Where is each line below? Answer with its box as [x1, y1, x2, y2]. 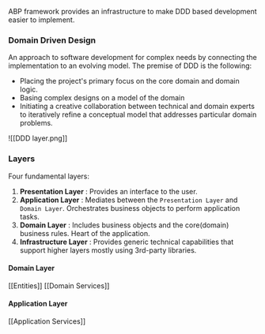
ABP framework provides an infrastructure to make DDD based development [8, 7, 257, 16]
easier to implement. [8, 15, 75, 24]
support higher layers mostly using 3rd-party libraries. [19, 245, 197, 255]
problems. [19, 118, 53, 128]
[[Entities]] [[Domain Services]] [8, 280, 110, 291]
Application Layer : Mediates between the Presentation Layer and [19, 195, 238, 205]
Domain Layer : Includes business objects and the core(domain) [19, 220, 229, 230]
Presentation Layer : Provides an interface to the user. [19, 186, 198, 196]
